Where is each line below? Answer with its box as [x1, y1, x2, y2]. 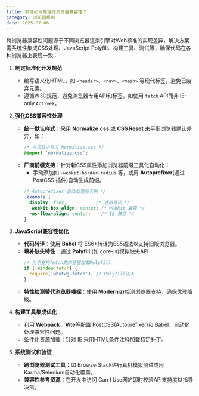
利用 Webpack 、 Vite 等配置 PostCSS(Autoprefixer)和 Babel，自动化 [23, 321, 190, 328]
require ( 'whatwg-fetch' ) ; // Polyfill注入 [29, 271, 135, 277]
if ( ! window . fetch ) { [23, 265, 77, 272]
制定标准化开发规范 [14, 65, 63, 72]
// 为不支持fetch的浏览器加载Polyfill [23, 260, 111, 266]
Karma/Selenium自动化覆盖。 [23, 369, 97, 376]
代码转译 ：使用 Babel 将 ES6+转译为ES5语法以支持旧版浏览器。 [23, 240, 181, 248]
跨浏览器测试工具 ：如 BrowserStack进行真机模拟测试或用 [23, 361, 164, 368]
